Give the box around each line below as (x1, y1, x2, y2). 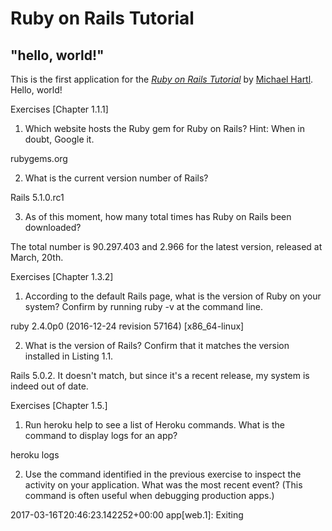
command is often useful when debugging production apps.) (24, 490, 275, 501)
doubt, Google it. (24, 133, 95, 145)
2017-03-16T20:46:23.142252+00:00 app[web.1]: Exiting (10, 509, 244, 521)
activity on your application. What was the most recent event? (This (24, 479, 303, 491)
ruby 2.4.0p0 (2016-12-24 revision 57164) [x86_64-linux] (10, 320, 245, 332)
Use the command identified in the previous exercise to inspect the (24, 468, 302, 480)
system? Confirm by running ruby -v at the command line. (24, 301, 263, 312)
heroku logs (10, 449, 60, 461)
